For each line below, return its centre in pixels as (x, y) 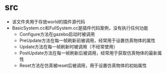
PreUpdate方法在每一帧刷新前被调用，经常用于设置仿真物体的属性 (87, 40)
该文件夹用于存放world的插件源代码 (48, 21)
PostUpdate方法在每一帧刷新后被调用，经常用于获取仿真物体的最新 (88, 53)
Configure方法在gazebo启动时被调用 (57, 34)
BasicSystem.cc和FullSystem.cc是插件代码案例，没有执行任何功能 (80, 28)
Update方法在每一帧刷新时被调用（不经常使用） (68, 46)
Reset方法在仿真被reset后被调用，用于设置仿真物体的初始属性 (83, 65)
